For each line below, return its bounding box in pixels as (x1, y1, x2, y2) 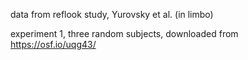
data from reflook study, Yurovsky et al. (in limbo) (10, 9, 214, 20)
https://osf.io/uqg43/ (10, 39, 97, 50)
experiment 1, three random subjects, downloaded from (10, 28, 239, 39)
